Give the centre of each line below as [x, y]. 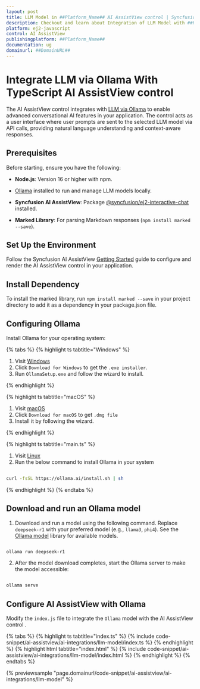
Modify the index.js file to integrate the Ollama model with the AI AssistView [100, 618]
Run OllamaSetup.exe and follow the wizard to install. [79, 373]
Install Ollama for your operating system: [56, 338]
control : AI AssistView [36, 34]
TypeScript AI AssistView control [90, 92]
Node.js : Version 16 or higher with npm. [63, 179]
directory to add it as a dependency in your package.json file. [81, 305]
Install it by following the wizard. [54, 421]
